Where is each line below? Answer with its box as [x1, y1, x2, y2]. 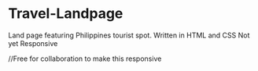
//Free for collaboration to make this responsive [8, 54, 162, 63]
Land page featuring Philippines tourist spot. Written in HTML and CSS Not [8, 30, 250, 40]
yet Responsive [8, 38, 58, 48]
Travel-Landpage [8, 5, 123, 23]
